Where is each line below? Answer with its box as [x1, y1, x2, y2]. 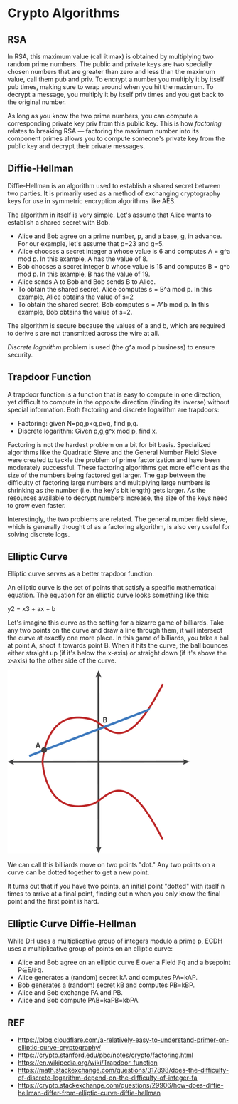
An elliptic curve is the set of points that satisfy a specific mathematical [7, 583, 217, 592]
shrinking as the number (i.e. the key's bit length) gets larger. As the [7, 486, 206, 494]
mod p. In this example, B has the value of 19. [17, 270, 151, 278]
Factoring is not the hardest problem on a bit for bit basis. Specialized [7, 440, 211, 449]
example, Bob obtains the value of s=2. [17, 307, 133, 316]
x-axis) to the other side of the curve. [7, 656, 117, 665]
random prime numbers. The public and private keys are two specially [7, 60, 212, 68]
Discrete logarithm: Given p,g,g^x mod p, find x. [17, 426, 158, 435]
